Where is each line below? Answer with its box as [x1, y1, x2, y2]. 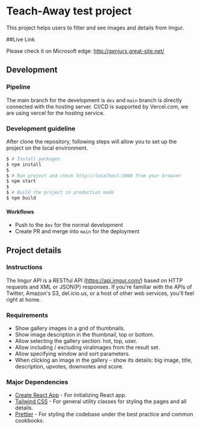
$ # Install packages [6, 156, 61, 162]
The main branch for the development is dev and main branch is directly [6, 96, 182, 103]
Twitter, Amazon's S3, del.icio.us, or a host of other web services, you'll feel [6, 290, 194, 297]
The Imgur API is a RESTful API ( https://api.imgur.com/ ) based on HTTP [6, 276, 183, 284]
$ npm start [6, 178, 36, 184]
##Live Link [6, 35, 35, 43]
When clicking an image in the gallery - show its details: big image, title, [14, 356, 193, 364]
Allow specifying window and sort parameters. [14, 350, 130, 357]
